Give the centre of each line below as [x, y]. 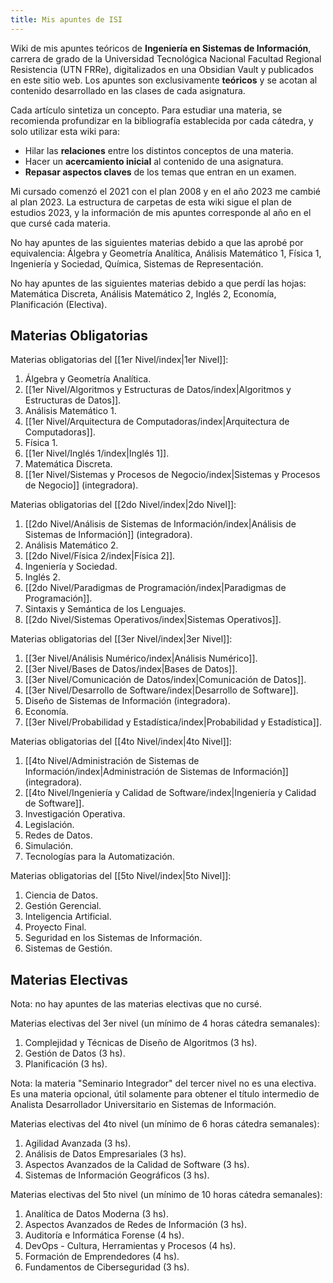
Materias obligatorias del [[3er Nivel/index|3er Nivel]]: [121, 639]
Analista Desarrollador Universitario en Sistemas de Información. [143, 1105]
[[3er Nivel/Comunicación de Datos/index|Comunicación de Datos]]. [165, 680]
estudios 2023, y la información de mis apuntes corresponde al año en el [161, 212]
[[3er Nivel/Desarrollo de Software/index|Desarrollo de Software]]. [161, 690]
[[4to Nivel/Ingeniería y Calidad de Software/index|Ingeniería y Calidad [170, 793]
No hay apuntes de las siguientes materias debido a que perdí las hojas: [158, 283]
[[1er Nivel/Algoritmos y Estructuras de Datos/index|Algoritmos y [158, 390]
